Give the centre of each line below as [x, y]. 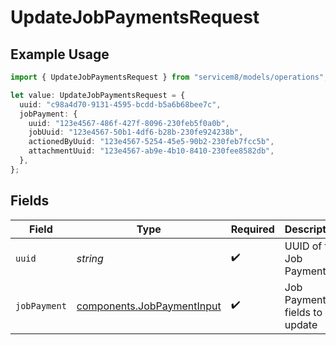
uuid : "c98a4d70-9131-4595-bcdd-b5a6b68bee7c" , [120, 104]
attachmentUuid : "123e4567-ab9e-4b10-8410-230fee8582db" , [151, 151]
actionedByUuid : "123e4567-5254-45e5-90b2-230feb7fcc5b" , [151, 142]
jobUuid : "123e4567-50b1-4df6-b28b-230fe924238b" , [136, 132]
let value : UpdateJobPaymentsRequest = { [98, 95]
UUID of [303, 246]
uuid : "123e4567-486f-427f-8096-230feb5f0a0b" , [129, 123]
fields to [303, 312]
